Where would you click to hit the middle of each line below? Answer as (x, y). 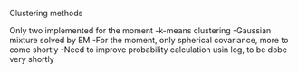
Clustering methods (46, 13)
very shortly (32, 59)
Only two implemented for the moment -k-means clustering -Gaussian (140, 30)
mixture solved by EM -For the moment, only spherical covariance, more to (149, 40)
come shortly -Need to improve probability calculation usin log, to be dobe (149, 50)
